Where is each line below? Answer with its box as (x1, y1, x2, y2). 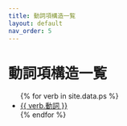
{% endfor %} (19, 110, 67, 120)
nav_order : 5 (8, 27, 52, 35)
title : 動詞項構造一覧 (8, 11, 76, 20)
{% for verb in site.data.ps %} (19, 91, 119, 101)
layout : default (8, 19, 63, 27)
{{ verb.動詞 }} (19, 101, 68, 111)
